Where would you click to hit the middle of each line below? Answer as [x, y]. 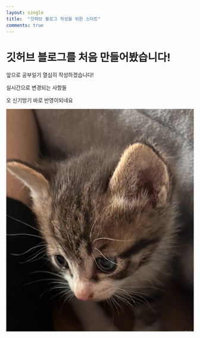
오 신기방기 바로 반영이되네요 [40, 100]
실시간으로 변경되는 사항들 [37, 88]
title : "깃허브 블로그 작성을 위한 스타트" [54, 19]
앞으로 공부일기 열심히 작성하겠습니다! [50, 75]
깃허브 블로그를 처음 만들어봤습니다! [88, 57]
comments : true [25, 25]
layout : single [25, 13]
